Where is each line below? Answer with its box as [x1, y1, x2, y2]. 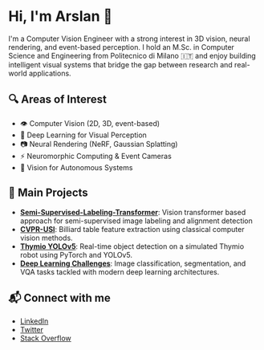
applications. [28, 68, 71, 78]
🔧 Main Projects [8, 186, 88, 200]
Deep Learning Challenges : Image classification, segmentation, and [19, 258, 246, 268]
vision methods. [19, 233, 74, 242]
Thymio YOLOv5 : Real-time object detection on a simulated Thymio [19, 241, 245, 251]
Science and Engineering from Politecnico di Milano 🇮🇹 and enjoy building [8, 51, 257, 60]
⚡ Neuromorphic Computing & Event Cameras [19, 151, 173, 161]
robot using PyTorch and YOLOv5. [19, 250, 132, 259]
